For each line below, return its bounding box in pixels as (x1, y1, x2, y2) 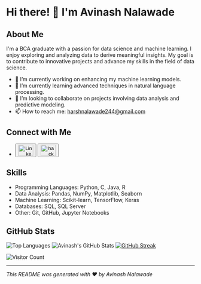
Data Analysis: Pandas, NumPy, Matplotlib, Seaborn (14, 190, 142, 197)
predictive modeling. (14, 101, 66, 108)
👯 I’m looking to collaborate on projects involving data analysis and (14, 95, 179, 102)
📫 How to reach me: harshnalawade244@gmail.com (14, 108, 145, 115)
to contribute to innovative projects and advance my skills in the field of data (6, 58, 194, 65)
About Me (6, 29, 44, 39)
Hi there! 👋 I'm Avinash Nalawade (6, 5, 175, 19)
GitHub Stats (6, 227, 55, 237)
